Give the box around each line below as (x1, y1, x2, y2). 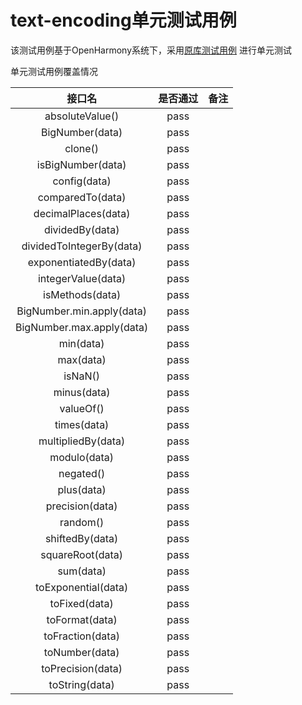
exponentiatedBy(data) (27, 255, 137, 269)
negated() (58, 466, 106, 480)
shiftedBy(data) (44, 531, 119, 545)
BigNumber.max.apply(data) (15, 320, 149, 334)
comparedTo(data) (37, 190, 127, 204)
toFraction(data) (43, 629, 120, 643)
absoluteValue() (44, 109, 120, 123)
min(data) (58, 336, 105, 350)
